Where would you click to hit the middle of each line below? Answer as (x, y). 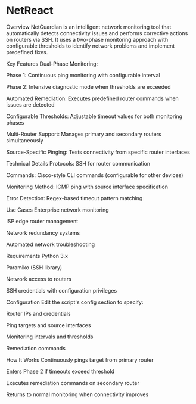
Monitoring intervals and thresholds (50, 337)
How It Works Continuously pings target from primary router (80, 360)
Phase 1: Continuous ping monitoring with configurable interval (83, 75)
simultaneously (25, 140)
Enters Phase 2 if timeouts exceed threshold (60, 371)
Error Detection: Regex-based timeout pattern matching (74, 198)
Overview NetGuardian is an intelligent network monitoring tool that (89, 27)
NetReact (30, 10)
